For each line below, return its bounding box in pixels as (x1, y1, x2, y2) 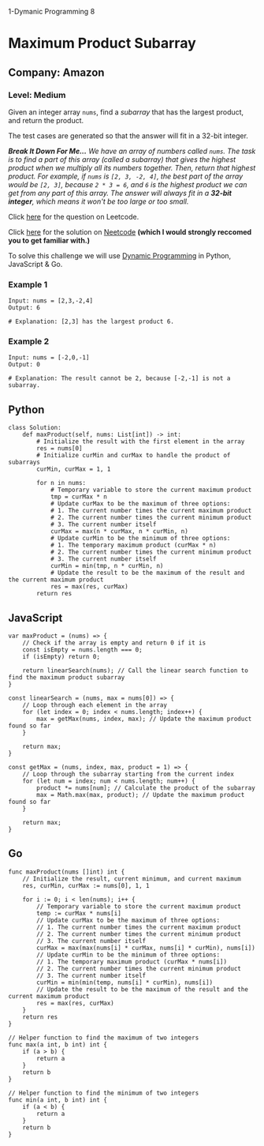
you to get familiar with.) (8, 235, 91, 245)
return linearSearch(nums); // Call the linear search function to (22, 667, 248, 674)
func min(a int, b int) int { (8, 1095, 108, 1104)
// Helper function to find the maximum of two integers (8, 1034, 199, 1042)
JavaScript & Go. (8, 259, 63, 269)
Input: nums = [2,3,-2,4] (8, 297, 93, 305)
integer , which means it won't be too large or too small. (8, 197, 189, 206)
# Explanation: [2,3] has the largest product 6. (8, 317, 175, 326)
